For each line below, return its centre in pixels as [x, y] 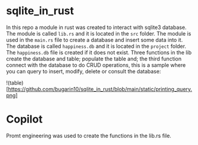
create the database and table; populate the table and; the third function [94, 59]
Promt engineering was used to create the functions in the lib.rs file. [89, 136]
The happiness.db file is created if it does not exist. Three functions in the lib [99, 52]
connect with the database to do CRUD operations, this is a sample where [96, 65]
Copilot [25, 119]
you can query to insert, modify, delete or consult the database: [84, 71]
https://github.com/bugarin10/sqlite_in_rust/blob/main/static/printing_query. [100, 89]
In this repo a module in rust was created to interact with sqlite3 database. [96, 27]
